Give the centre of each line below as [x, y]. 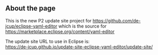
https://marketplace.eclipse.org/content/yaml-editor [60, 31]
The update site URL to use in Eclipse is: [48, 41]
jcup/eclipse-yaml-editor [31, 26]
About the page [31, 8]
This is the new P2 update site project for [48, 20]
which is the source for [83, 26]
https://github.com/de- [117, 20]
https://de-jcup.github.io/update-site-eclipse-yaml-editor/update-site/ [79, 47]
